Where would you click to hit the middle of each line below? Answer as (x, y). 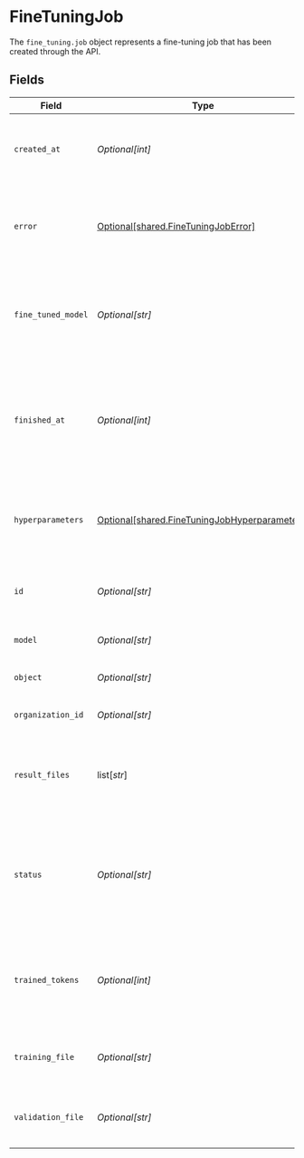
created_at (37, 149)
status (28, 874)
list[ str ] (112, 774)
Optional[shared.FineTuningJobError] (176, 226)
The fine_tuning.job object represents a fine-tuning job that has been (141, 42)
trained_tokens (47, 980)
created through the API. (55, 51)
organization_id (49, 715)
